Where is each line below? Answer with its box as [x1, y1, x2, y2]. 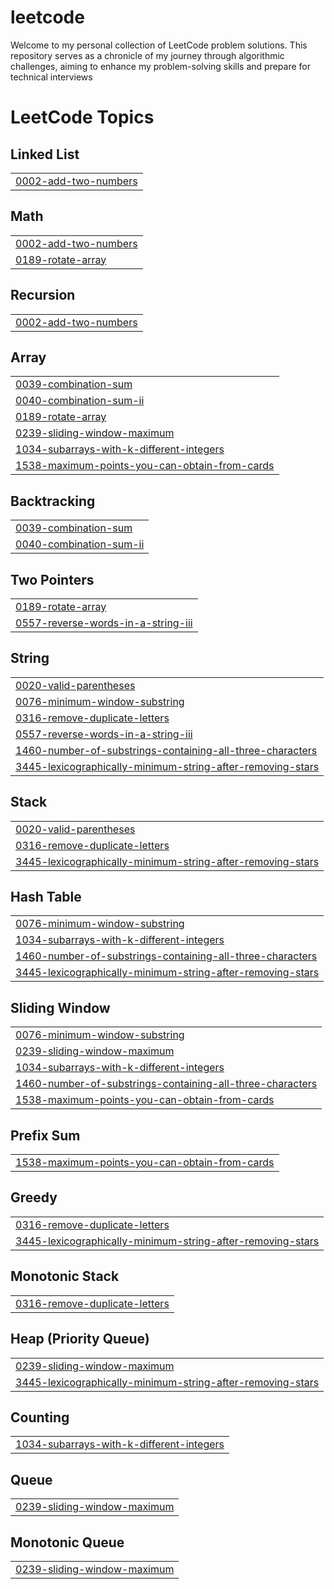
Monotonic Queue [10, 1534, 125, 1551]
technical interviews [10, 71, 93, 83]
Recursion [10, 287, 76, 304]
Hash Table [10, 889, 82, 906]
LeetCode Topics [10, 106, 155, 129]
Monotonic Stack [10, 1268, 120, 1285]
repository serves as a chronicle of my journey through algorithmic [10, 49, 285, 61]
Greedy [10, 1189, 58, 1206]
